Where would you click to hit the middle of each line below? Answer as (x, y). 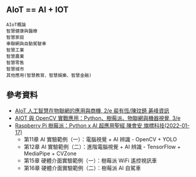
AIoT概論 (16, 24)
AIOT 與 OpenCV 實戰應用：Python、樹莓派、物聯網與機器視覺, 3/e (98, 118)
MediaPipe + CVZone (50, 153)
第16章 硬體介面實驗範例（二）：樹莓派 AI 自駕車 (82, 168)
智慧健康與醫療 (22, 31)
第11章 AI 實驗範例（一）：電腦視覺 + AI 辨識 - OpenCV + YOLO (100, 139)
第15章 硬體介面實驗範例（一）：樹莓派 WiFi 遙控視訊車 (90, 160)
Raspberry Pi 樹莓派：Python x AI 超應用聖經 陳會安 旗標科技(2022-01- (102, 125)
